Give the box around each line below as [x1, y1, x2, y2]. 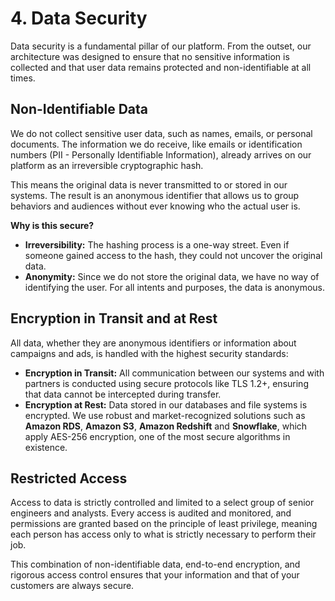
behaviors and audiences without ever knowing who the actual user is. [10, 200, 301, 212]
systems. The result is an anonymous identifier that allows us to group [10, 189, 300, 201]
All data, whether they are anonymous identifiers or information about [10, 337, 297, 349]
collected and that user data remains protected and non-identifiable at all [10, 61, 312, 73]
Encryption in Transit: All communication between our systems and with [24, 367, 325, 379]
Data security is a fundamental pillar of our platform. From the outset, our [10, 40, 312, 52]
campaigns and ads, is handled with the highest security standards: [10, 347, 289, 359]
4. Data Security [10, 7, 148, 30]
